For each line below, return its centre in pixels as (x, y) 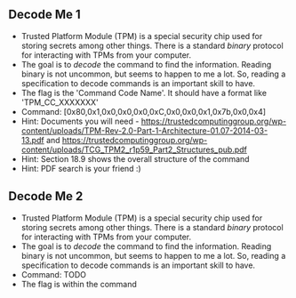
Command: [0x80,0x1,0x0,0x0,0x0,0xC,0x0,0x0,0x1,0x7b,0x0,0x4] (144, 111)
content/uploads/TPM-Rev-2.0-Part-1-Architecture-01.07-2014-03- (144, 130)
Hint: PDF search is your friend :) (81, 168)
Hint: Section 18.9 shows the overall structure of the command (135, 158)
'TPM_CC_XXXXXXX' (60, 102)
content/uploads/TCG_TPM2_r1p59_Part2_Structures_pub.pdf (134, 149)
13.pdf (33, 140)
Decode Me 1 (44, 15)
